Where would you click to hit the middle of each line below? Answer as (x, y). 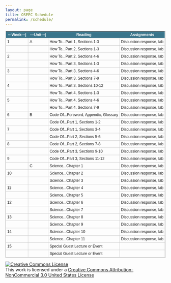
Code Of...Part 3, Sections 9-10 (76, 151)
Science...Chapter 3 (66, 181)
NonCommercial (22, 275)
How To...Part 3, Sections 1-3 (74, 64)
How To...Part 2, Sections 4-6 (74, 56)
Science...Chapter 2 (66, 173)
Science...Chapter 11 (67, 239)
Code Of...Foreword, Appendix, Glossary (84, 115)
